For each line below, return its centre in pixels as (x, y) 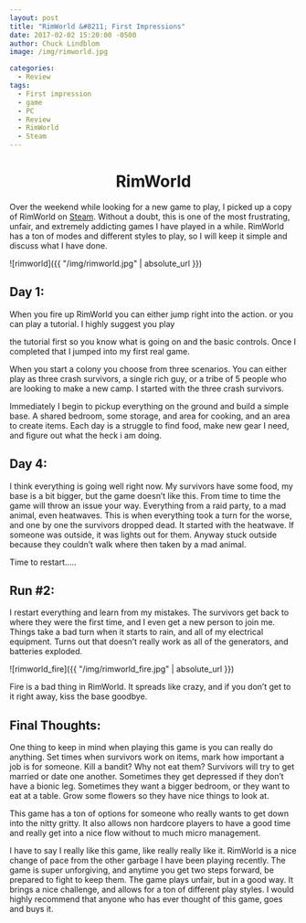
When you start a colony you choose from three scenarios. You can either (148, 369)
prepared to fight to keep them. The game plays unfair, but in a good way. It (152, 880)
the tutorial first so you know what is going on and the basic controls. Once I (153, 341)
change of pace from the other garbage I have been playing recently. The (148, 861)
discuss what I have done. (58, 245)
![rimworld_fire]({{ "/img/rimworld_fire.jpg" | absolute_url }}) (122, 669)
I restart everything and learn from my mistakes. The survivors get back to (149, 612)
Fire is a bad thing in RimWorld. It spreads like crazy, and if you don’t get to (150, 687)
